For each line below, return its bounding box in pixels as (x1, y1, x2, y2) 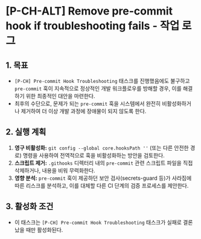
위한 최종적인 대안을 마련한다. (25, 93, 95, 99)
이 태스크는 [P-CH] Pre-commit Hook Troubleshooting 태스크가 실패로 (14, 218, 182, 226)
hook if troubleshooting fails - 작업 (5, 19, 180, 33)
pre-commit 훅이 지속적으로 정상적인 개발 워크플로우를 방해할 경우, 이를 (14, 85, 182, 92)
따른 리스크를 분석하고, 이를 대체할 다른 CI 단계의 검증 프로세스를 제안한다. (14, 182, 189, 189)
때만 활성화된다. (25, 226, 63, 234)
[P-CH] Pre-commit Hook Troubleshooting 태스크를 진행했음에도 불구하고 (14, 77, 190, 84)
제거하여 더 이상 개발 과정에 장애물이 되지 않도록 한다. (21, 108, 147, 114)
